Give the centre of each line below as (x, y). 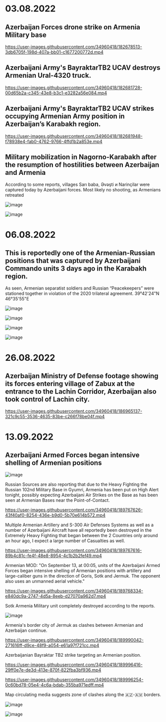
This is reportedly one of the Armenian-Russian (80, 253)
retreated (15, 195)
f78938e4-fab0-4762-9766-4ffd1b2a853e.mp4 (54, 141)
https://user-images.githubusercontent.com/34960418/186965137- (74, 411)
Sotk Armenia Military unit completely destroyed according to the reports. (80, 606)
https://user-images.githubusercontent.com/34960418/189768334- (74, 591)
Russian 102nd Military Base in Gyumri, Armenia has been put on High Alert (82, 490)
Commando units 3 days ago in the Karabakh (76, 269)
